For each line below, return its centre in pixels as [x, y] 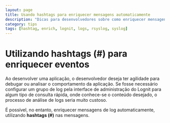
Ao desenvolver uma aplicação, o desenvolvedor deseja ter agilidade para [82, 78]
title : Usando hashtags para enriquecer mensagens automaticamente [78, 15]
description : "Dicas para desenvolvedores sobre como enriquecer [75, 19]
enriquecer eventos [47, 65]
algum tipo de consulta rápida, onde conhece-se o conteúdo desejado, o [81, 95]
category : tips [21, 24]
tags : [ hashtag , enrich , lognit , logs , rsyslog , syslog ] [67, 29]
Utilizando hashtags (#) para [66, 54]
